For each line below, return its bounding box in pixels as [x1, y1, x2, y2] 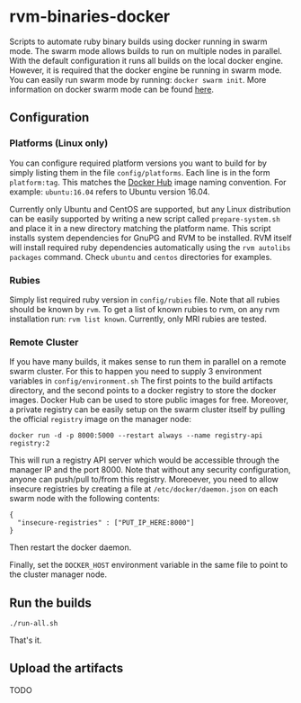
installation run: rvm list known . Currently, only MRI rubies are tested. [9, 313, 268, 324]
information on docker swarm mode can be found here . [9, 84, 214, 95]
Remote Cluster [9, 336, 79, 348]
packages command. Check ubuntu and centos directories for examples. [9, 251, 272, 262]
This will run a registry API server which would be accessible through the [9, 455, 280, 465]
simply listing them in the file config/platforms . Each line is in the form [9, 167, 271, 177]
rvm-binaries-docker [9, 6, 171, 27]
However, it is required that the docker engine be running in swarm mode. [9, 65, 282, 76]
